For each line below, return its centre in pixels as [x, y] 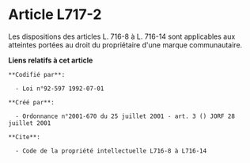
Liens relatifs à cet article [51, 60]
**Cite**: [25, 137]
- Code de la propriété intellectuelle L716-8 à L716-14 [111, 151]
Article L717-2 [55, 15]
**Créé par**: [32, 102]
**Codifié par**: [37, 74]
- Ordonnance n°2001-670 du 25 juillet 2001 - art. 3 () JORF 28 [125, 116]
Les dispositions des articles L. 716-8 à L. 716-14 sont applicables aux [122, 36]
